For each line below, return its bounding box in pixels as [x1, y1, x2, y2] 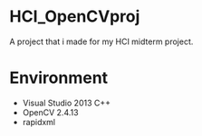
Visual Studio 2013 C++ [22, 97, 111, 108]
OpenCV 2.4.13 [22, 106, 79, 118]
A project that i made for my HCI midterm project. [9, 36, 194, 47]
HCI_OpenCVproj [9, 6, 140, 27]
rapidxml [22, 116, 56, 127]
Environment [9, 68, 109, 88]
